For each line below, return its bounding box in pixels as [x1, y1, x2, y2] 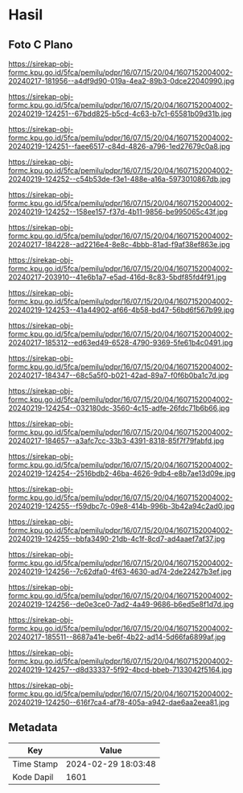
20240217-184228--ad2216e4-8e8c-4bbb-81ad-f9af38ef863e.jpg [8, 240, 231, 249]
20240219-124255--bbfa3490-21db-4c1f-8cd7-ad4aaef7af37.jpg [8, 534, 225, 543]
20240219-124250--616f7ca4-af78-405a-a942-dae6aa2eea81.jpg [8, 698, 230, 707]
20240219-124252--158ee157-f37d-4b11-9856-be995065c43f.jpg [8, 207, 228, 217]
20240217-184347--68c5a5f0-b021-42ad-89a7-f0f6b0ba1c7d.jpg [8, 370, 229, 380]
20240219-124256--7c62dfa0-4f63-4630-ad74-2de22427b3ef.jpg [8, 567, 232, 576]
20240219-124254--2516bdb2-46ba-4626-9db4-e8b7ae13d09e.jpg [8, 469, 236, 478]
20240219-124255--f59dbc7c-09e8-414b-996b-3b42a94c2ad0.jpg [8, 502, 235, 510]
